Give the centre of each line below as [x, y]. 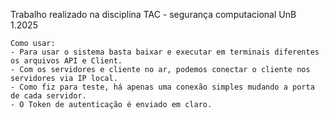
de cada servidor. [48, 96]
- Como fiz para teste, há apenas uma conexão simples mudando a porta [162, 87]
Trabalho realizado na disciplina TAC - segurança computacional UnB [153, 14]
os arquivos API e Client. [66, 61]
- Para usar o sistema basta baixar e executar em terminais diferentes [165, 52]
